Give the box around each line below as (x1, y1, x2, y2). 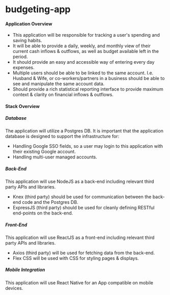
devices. (5, 285, 23, 291)
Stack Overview (5, 103, 40, 109)
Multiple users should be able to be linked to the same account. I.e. (12, 70, 154, 76)
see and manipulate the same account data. (12, 81, 105, 87)
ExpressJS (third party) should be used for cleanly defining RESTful (12, 204, 155, 210)
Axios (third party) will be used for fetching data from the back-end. (12, 250, 155, 256)
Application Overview (5, 20, 52, 26)
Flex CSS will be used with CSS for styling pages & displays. (12, 255, 139, 261)
